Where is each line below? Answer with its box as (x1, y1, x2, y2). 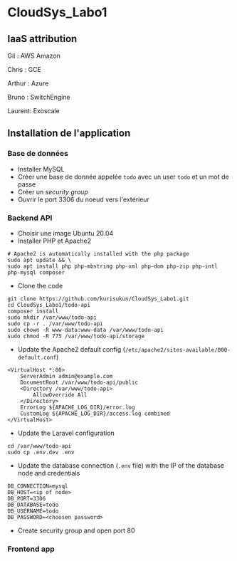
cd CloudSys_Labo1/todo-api (7, 301, 91, 308)
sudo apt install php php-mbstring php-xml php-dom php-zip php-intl (7, 263, 218, 270)
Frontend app (7, 544, 55, 554)
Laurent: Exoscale (7, 107, 60, 115)
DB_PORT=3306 (7, 495, 46, 502)
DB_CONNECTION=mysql (7, 482, 69, 490)
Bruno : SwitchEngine (7, 93, 70, 101)
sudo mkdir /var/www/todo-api (7, 314, 98, 321)
